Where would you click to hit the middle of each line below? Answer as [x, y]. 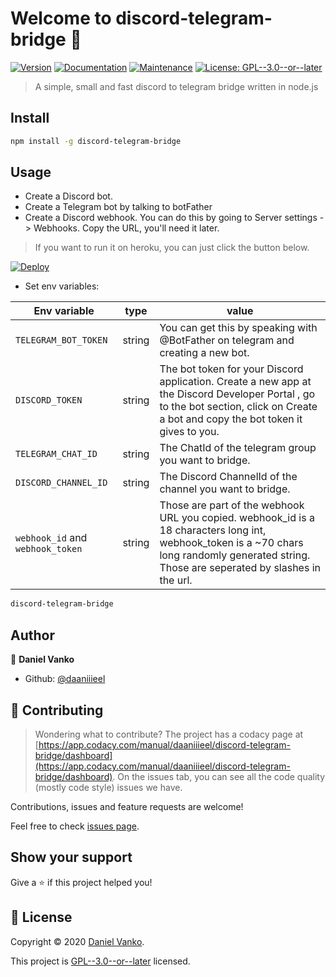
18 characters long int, [213, 530]
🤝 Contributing [57, 710]
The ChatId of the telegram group [238, 448]
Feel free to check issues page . [75, 826]
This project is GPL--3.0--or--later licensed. [100, 961]
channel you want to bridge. [225, 489]
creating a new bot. [204, 353]
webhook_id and [51, 538]
